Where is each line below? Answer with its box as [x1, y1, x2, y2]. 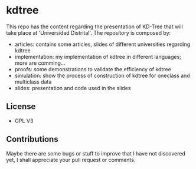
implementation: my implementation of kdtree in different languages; [14, 53, 182, 60]
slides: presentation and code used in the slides [14, 84, 131, 91]
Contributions [6, 134, 58, 144]
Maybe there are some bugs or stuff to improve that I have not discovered [6, 150, 186, 157]
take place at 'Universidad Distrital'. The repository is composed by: [6, 29, 171, 36]
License [6, 101, 36, 112]
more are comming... [14, 59, 66, 67]
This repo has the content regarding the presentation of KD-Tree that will [6, 23, 183, 30]
